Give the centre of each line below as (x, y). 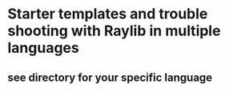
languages (43, 48)
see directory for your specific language (110, 77)
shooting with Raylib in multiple (114, 31)
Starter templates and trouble (108, 14)
